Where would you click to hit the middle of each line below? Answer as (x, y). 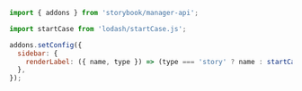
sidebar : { (38, 54)
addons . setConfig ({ (46, 45)
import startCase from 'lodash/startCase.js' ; (98, 29)
